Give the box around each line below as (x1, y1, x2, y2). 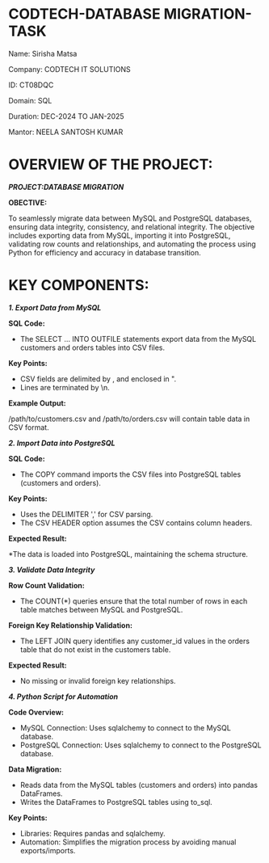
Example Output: (8, 398, 66, 408)
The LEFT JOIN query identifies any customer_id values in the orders (19, 636, 250, 646)
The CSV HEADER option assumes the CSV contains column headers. (19, 518, 253, 528)
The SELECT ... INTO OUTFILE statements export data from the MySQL (19, 334, 257, 343)
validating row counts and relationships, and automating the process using (8, 239, 256, 249)
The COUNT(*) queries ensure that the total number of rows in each (19, 596, 248, 606)
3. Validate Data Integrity (8, 565, 95, 575)
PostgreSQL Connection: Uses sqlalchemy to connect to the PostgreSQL (19, 740, 262, 750)
